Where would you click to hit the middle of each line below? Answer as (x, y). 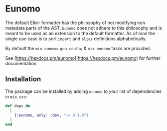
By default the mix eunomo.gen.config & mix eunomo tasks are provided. (78, 48)
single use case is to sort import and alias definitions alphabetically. (76, 39)
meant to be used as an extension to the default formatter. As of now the (80, 33)
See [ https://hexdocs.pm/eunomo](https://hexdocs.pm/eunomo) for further (83, 58)
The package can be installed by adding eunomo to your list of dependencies (83, 91)
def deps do (18, 106)
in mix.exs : (16, 96)
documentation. (22, 63)
